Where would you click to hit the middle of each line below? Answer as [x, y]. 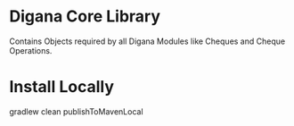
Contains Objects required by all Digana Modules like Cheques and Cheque [147, 41]
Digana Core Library [85, 17]
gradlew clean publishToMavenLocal [77, 111]
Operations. [31, 50]
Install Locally [61, 87]
